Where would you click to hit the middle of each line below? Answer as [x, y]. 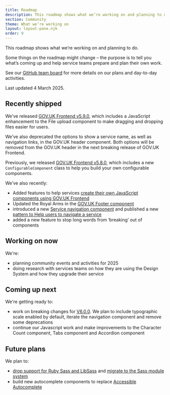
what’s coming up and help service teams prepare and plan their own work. [84, 63]
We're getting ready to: [29, 302]
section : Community [26, 19]
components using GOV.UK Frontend [51, 198]
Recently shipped [33, 104]
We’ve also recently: [26, 183]
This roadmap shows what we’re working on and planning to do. [72, 48]
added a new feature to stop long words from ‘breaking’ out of [77, 220]
